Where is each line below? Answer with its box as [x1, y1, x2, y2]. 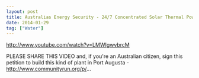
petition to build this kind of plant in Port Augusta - [6, 59, 129, 66]
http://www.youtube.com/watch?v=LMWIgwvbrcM [6, 41, 130, 48]
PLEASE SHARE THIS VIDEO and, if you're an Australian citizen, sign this [6, 53, 183, 60]
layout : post [6, 8, 38, 15]
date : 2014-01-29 [6, 19, 49, 25]
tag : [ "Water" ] [6, 25, 44, 31]
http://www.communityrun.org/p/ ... [6, 66, 92, 73]
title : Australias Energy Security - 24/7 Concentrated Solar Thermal [6, 14, 184, 20]
